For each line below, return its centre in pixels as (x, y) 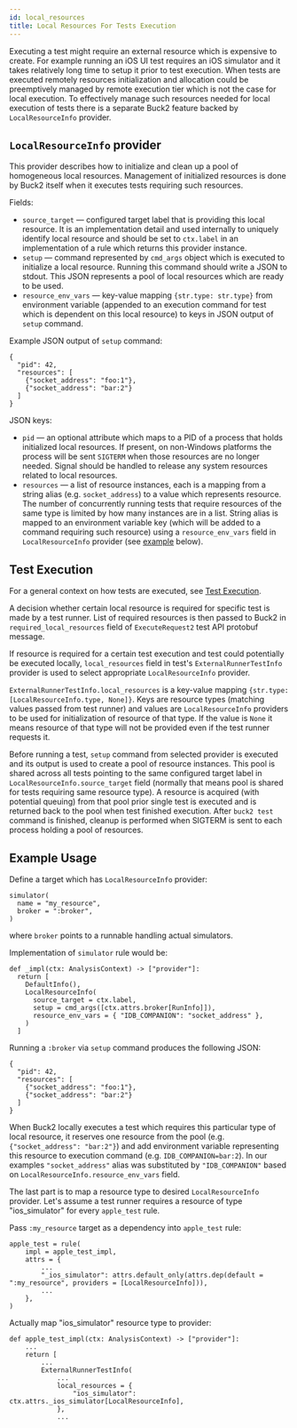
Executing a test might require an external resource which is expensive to (143, 51)
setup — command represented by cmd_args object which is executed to (153, 258)
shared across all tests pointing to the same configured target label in (136, 774)
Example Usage (53, 858)
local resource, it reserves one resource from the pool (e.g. (117, 1136)
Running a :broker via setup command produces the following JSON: (135, 1047)
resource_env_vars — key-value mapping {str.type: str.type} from (147, 295)
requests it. (30, 737)
